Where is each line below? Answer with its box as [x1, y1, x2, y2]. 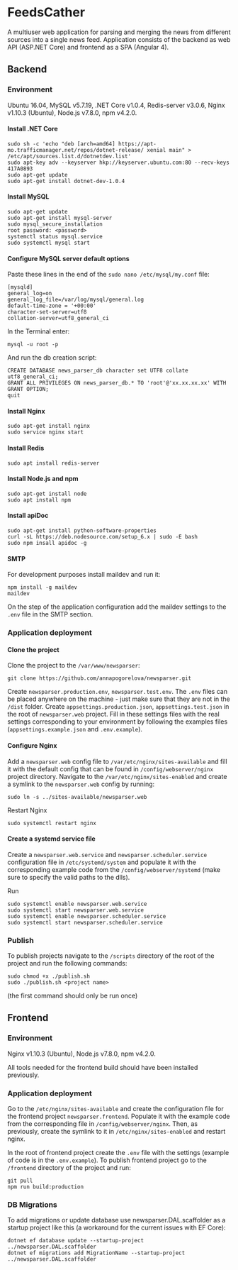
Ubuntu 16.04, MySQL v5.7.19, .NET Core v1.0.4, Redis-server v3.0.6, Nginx [7, 101, 225, 109]
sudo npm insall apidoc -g [7, 540, 87, 547]
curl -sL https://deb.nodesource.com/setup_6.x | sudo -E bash [7, 534, 198, 541]
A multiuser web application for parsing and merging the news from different [7, 28, 231, 36]
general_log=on [7, 290, 52, 297]
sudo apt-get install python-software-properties [7, 527, 157, 534]
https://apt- [118, 140, 157, 148]
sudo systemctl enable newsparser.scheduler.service [7, 912, 166, 920]
